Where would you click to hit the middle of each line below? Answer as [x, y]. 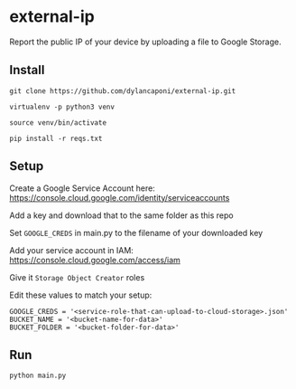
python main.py [38, 376]
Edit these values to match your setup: [81, 295]
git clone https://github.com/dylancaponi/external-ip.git [123, 91]
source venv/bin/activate [58, 123]
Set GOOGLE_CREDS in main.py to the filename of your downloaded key [136, 232]
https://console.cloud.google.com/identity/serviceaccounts [120, 197]
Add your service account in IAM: [71, 250]
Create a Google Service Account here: [82, 188]
